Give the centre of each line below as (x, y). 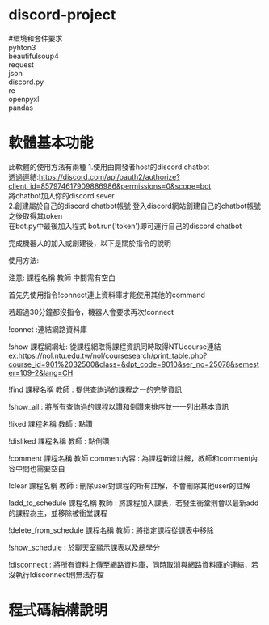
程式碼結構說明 (58, 611)
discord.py (26, 82)
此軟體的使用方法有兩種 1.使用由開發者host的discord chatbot (109, 167)
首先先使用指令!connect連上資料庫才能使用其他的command (107, 295)
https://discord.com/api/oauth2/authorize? (109, 176)
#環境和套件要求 (36, 38)
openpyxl (24, 99)
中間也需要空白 (40, 468)
